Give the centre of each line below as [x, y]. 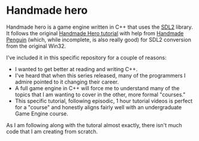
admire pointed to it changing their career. [67, 82]
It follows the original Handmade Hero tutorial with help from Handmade [95, 33]
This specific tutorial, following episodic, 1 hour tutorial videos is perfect [104, 101]
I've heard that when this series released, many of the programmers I [100, 75]
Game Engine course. [42, 114]
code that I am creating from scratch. [52, 131]
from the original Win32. [36, 46]
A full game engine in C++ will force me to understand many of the [97, 88]
